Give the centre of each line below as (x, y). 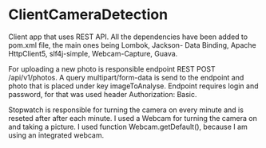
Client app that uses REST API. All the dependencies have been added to (128, 37)
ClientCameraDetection (88, 15)
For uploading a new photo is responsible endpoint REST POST (112, 68)
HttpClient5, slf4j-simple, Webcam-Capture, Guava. (93, 53)
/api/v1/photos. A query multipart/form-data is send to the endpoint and (126, 77)
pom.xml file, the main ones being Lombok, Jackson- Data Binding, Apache (133, 45)
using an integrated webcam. (56, 135)
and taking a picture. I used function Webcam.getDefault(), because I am (128, 127)
